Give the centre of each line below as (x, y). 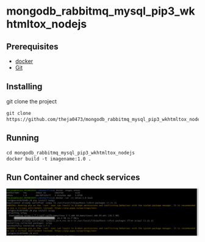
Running (23, 138)
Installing (24, 87)
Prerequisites (32, 47)
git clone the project (31, 101)
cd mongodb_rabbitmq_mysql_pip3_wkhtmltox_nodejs (71, 153)
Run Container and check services (73, 178)
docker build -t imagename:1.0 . (49, 159)
